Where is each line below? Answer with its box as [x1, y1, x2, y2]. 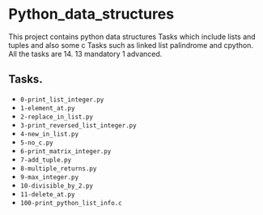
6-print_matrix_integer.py [19, 147, 112, 155]
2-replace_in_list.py [19, 113, 93, 121]
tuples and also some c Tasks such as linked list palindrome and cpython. [8, 40, 253, 49]
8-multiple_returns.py [19, 164, 97, 173]
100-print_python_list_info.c [19, 199, 123, 207]
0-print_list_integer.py [19, 95, 104, 104]
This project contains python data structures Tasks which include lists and [8, 32, 257, 41]
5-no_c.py [19, 139, 54, 147]
